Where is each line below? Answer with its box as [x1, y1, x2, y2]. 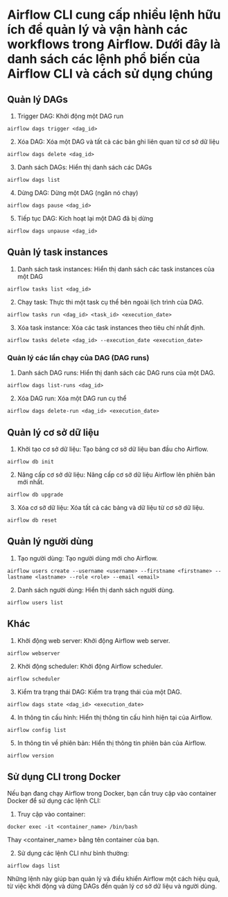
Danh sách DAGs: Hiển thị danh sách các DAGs [17, 163, 152, 171]
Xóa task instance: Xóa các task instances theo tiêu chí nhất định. [17, 323, 206, 332]
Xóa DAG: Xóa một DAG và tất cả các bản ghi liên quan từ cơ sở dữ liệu [17, 137, 220, 146]
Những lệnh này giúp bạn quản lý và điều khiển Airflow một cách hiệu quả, [7, 875, 220, 883]
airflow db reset [7, 517, 58, 524]
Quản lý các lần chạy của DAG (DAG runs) [7, 352, 150, 362]
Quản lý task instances [7, 246, 109, 258]
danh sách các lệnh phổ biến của [7, 51, 200, 67]
